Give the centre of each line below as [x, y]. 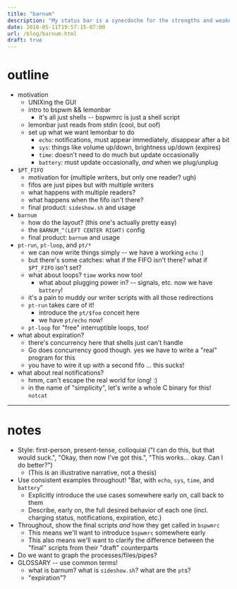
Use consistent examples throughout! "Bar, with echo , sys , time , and [116, 480]
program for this [51, 358]
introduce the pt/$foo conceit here [89, 313]
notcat [38, 396]
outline [28, 75]
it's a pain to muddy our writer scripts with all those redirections [121, 298]
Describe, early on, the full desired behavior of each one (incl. [118, 510]
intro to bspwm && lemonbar [69, 110]
